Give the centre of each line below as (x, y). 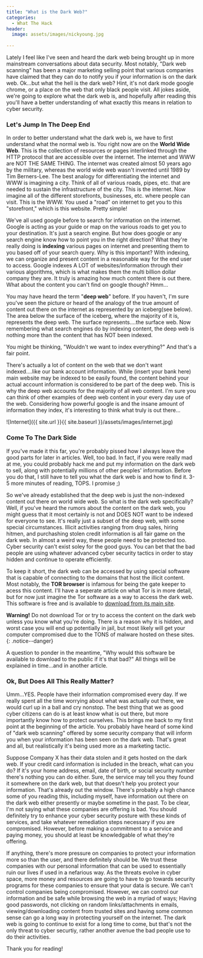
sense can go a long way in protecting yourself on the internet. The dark (96, 917)
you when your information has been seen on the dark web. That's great (96, 739)
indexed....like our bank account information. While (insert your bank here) (99, 372)
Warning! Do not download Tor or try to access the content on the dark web (101, 615)
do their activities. (29, 937)
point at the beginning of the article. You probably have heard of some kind (100, 726)
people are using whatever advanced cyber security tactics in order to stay (100, 553)
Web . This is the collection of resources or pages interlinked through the (97, 151)
